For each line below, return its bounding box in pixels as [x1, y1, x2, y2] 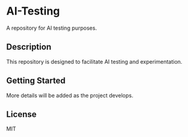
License [6, 109, 37, 119]
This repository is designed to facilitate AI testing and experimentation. [6, 58, 183, 65]
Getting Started [6, 76, 66, 86]
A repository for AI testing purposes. [6, 24, 97, 32]
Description [6, 42, 51, 52]
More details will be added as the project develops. [6, 92, 134, 99]
